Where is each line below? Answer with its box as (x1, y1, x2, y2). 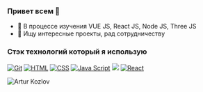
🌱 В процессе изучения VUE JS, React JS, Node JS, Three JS (17, 22, 197, 31)
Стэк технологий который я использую (7, 47, 147, 56)
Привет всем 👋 (7, 6, 60, 16)
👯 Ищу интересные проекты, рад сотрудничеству (17, 29, 165, 38)
